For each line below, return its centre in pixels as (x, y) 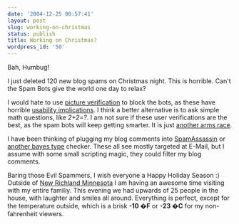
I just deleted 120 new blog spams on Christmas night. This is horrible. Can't (119, 81)
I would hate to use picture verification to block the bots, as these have (112, 102)
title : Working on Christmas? (52, 41)
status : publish (31, 34)
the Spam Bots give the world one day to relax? (77, 89)
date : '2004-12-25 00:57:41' (51, 14)
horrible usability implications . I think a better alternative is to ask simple (113, 110)
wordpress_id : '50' (36, 47)
